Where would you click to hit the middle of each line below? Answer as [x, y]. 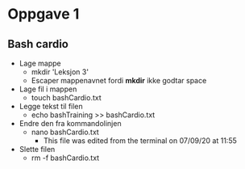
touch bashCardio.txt [66, 97]
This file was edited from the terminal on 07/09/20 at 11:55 [140, 141]
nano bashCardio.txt [65, 132]
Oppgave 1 [44, 14]
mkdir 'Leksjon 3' [60, 72]
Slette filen [37, 149]
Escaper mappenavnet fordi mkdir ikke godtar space [119, 80]
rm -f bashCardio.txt [65, 158]
